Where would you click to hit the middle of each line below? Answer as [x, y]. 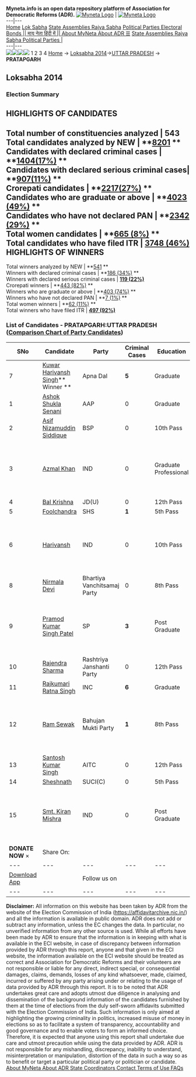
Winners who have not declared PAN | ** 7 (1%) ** [66, 298]
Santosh [54, 757]
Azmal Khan [59, 468]
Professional [171, 472]
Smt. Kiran [57, 811]
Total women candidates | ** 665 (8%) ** [83, 234]
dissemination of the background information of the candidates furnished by [98, 999]
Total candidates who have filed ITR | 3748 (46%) [98, 243]
